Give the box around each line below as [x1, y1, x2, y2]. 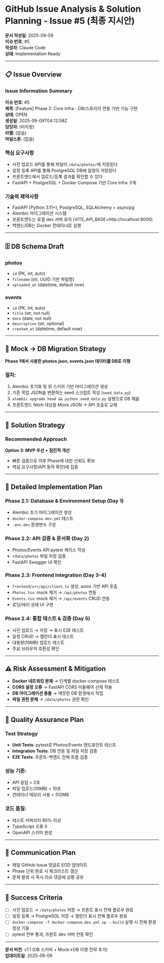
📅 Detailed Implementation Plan [5, 483, 102, 491]
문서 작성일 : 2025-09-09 [5, 32, 54, 38]
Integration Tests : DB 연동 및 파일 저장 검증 [12, 748, 98, 754]
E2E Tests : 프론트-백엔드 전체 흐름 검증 [12, 754, 88, 760]
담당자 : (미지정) [5, 124, 35, 130]
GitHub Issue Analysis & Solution [5, 3, 141, 15]
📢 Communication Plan [5, 849, 76, 857]
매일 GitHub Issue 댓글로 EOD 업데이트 [12, 862, 88, 868]
